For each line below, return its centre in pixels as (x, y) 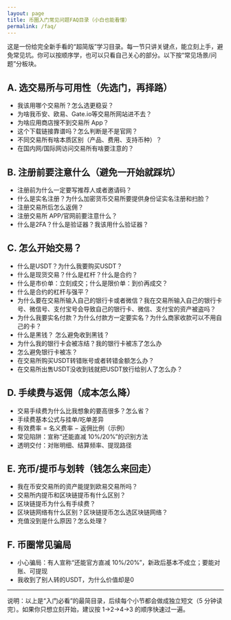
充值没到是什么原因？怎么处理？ (62, 521)
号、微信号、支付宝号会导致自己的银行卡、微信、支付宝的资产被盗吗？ (117, 309)
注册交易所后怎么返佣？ (50, 207)
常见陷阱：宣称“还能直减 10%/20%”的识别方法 (82, 436)
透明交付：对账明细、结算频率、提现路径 (74, 445)
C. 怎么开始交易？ (45, 248)
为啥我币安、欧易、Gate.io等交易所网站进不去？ (85, 114)
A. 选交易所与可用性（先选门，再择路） (90, 88)
